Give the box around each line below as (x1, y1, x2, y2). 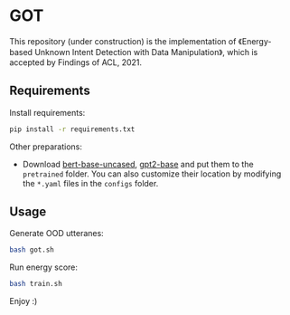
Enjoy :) (9, 296, 38, 307)
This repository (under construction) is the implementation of (9, 35, 237, 46)
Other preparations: (9, 141, 83, 152)
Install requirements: (9, 107, 86, 118)
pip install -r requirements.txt (9, 124, 136, 134)
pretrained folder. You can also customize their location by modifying (22, 168, 282, 179)
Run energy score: (9, 262, 79, 272)
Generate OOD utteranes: (9, 228, 104, 239)
